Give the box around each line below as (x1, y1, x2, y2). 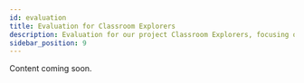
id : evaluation (9, 13, 67, 23)
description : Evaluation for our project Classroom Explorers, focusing (9, 30, 290, 39)
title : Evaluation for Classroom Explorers (9, 22, 176, 31)
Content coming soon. (9, 63, 92, 74)
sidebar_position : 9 (9, 38, 88, 48)
